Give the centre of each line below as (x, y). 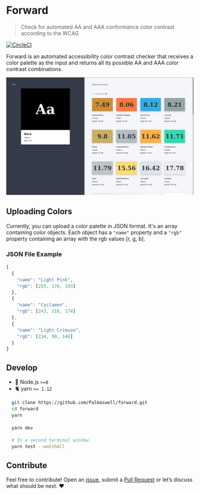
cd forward (25, 409)
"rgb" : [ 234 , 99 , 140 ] (45, 336)
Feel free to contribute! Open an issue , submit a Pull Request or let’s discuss (99, 479)
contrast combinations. (35, 69)
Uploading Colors (39, 212)
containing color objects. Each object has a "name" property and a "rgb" (94, 232)
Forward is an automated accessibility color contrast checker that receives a (100, 56)
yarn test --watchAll (38, 447)
